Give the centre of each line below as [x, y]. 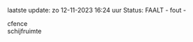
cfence [18, 23]
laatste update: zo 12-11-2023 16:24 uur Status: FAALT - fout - [97, 10]
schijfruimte [25, 31]
